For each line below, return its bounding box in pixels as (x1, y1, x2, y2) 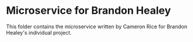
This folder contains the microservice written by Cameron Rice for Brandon (6, 23, 188, 30)
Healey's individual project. (6, 29, 72, 36)
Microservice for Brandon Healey (6, 4, 171, 17)
